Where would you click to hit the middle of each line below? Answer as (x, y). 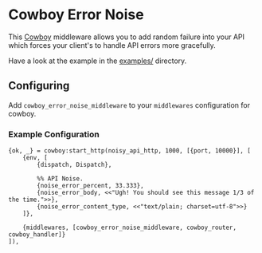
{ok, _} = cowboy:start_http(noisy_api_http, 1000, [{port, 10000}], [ (129, 151)
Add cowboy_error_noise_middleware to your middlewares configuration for (129, 105)
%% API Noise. (60, 179)
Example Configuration (54, 134)
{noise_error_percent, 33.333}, (91, 186)
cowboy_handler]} (37, 235)
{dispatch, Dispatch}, (74, 165)
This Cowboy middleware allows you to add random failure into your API (127, 37)
